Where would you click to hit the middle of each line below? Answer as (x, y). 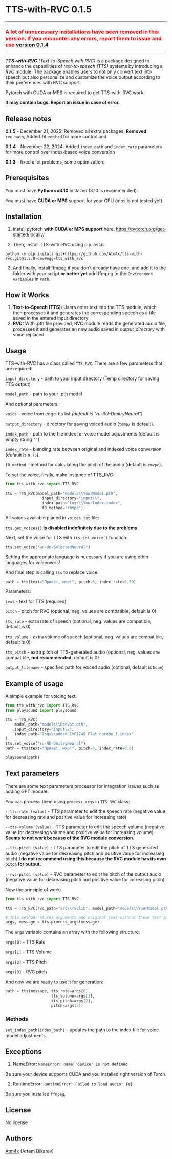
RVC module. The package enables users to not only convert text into (79, 72)
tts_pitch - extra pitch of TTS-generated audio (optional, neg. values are (83, 652)
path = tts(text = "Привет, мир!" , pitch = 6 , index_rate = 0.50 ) (71, 582)
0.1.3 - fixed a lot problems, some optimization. (55, 162)
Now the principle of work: (33, 889)
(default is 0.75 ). (23, 455)
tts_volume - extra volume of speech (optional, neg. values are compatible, (84, 637)
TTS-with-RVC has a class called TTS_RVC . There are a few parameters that (84, 363)
